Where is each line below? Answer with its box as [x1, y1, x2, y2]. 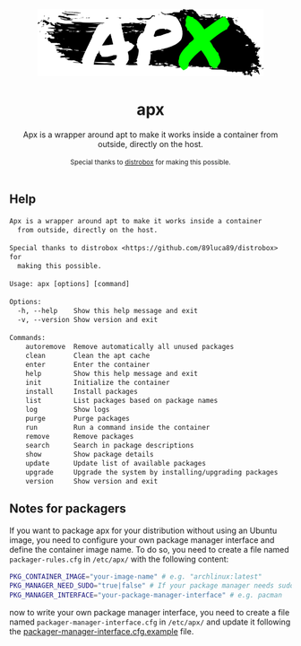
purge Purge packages [25, 414, 130, 423]
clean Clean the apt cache [25, 351, 150, 360]
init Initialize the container [25, 378, 170, 387]
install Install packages [25, 387, 139, 396]
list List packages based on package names [25, 396, 219, 405]
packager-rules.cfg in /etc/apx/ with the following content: [9, 554, 229, 564]
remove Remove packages [25, 432, 134, 441]
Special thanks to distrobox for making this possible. [70, 157, 231, 167]
